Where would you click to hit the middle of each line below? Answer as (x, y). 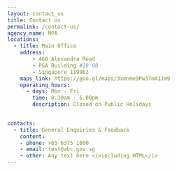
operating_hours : (45, 85)
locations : (23, 40)
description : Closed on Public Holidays (92, 105)
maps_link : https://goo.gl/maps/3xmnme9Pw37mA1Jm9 (95, 78)
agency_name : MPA (33, 33)
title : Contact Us (34, 20)
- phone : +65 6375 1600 (55, 143)
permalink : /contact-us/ (43, 26)
